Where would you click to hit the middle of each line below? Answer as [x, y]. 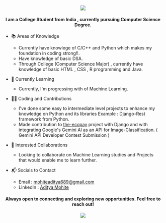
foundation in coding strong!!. [49, 53]
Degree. [83, 25]
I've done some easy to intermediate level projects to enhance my [87, 108]
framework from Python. [44, 119]
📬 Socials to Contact [33, 170]
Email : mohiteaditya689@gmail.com [56, 182]
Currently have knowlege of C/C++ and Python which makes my [85, 48]
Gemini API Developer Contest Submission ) [64, 135]
